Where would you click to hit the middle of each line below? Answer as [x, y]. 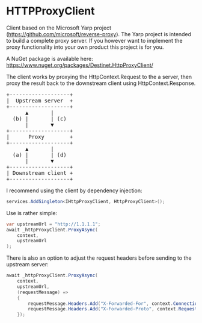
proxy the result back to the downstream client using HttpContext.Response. [101, 83]
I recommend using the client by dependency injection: [74, 190]
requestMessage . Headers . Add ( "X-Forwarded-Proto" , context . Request [113, 309]
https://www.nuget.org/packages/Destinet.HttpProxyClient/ [80, 65]
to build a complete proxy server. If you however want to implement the [94, 40]
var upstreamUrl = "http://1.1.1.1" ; [54, 224]
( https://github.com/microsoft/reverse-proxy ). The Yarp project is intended [99, 34]
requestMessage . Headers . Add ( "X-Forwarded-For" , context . [100, 303]
